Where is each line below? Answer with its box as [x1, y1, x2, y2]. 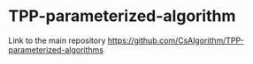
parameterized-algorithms [8, 44, 103, 54]
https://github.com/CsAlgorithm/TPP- [107, 35, 245, 46]
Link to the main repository [8, 35, 106, 46]
